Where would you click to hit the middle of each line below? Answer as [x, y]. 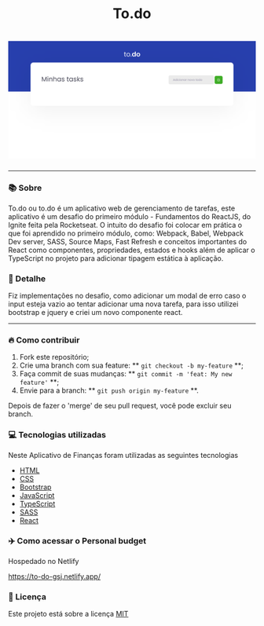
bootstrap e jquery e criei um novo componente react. [95, 312]
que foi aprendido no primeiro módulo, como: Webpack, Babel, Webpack [126, 233]
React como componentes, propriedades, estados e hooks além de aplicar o [132, 250]
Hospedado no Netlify [44, 561]
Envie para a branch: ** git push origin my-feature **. [109, 390]
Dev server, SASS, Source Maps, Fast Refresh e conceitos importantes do [128, 241]
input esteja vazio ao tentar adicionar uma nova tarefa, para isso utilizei [123, 304]
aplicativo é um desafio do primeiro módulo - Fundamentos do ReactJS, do [130, 216]
